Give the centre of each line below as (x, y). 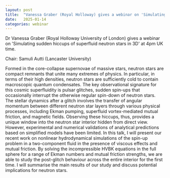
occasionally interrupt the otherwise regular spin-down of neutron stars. (80, 95)
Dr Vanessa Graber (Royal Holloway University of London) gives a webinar (83, 38)
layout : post (19, 10)
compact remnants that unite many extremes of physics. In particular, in (80, 74)
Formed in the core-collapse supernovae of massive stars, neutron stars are (84, 69)
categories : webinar (27, 24)
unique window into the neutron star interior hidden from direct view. (77, 122)
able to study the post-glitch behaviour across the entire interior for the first (84, 160)
